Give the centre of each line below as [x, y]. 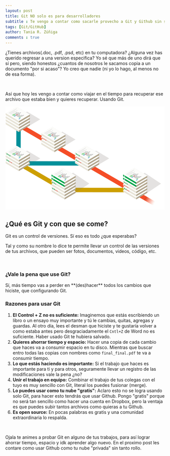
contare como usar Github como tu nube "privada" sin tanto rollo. [73, 448]
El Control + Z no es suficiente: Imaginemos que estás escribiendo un [86, 315]
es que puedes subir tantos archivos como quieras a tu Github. [78, 407]
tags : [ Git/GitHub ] [26, 27]
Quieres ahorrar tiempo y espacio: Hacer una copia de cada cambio [84, 342]
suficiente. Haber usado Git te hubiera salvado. [62, 336]
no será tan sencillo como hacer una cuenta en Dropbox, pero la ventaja [88, 401]
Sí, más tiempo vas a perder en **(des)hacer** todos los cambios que [78, 285]
